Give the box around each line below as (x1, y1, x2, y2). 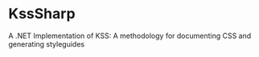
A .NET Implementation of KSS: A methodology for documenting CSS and (8, 31, 252, 40)
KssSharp (8, 5, 76, 23)
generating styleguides (8, 39, 85, 48)
